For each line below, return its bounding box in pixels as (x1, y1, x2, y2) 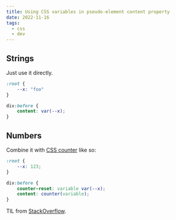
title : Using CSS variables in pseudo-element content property (6, 8, 170, 15)
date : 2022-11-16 (6, 14, 50, 20)
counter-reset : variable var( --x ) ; (17, 185, 106, 192)
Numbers (6, 130, 42, 141)
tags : (6, 20, 20, 26)
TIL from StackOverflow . (6, 207, 66, 215)
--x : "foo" (17, 86, 44, 92)
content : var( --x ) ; (17, 109, 66, 114)
